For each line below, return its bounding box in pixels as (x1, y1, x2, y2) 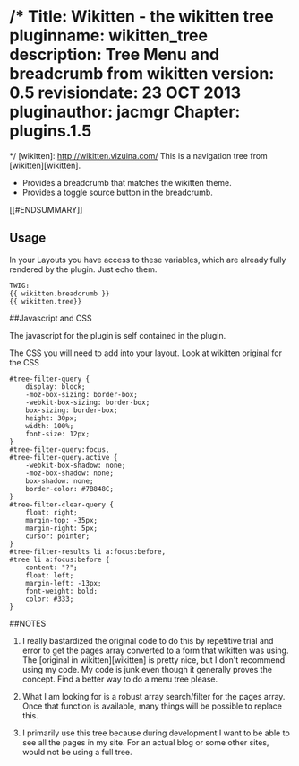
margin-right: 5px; (25, 524, 98, 533)
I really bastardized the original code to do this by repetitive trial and (21, 635, 274, 646)
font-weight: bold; (25, 586, 98, 595)
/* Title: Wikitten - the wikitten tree (9, 6, 275, 27)
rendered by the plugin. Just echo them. (9, 263, 158, 275)
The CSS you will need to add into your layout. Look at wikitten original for (9, 348, 283, 358)
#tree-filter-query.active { (9, 453, 118, 462)
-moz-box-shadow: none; (25, 469, 115, 478)
